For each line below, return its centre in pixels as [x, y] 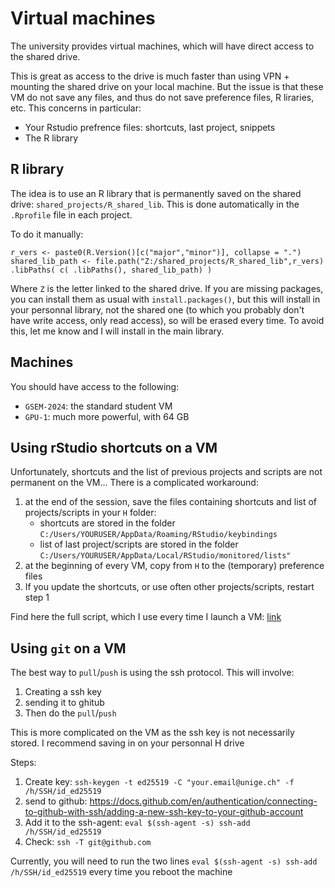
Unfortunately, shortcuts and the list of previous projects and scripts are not [166, 472]
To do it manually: [47, 234]
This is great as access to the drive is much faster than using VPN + [150, 76]
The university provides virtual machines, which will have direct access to [162, 46]
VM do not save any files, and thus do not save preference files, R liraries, [162, 97]
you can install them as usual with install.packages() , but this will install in [165, 299]
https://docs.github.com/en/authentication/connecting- [203, 801]
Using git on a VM [68, 648]
